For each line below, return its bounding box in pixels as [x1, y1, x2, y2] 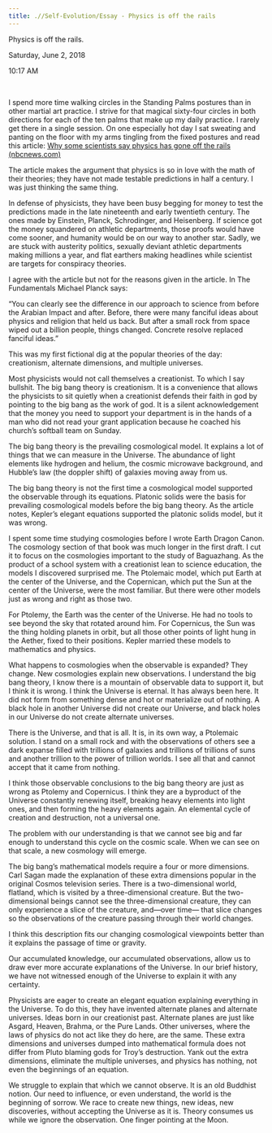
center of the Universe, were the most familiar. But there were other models [8, 585, 261, 595]
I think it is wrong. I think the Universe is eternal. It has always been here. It [8, 685, 259, 696]
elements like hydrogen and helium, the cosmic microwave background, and [8, 458, 264, 468]
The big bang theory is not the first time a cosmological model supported [8, 483, 253, 492]
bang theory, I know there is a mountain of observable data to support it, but [8, 677, 264, 687]
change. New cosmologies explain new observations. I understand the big [8, 668, 257, 678]
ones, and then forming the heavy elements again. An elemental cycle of [8, 803, 251, 814]
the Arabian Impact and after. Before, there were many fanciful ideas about [8, 307, 258, 317]
